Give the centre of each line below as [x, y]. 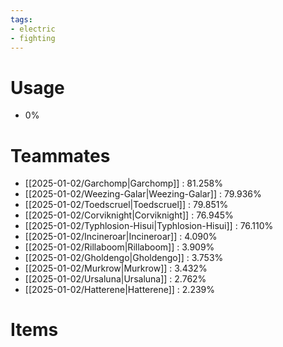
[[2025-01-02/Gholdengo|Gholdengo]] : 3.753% [124, 258]
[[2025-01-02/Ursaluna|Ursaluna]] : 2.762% [115, 279]
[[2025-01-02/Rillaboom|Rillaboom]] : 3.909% [119, 247]
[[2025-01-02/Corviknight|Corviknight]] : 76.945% [129, 215]
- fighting [33, 38]
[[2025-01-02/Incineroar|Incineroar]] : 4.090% [121, 237]
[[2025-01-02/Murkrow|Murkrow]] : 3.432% [116, 268]
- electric [33, 29]
